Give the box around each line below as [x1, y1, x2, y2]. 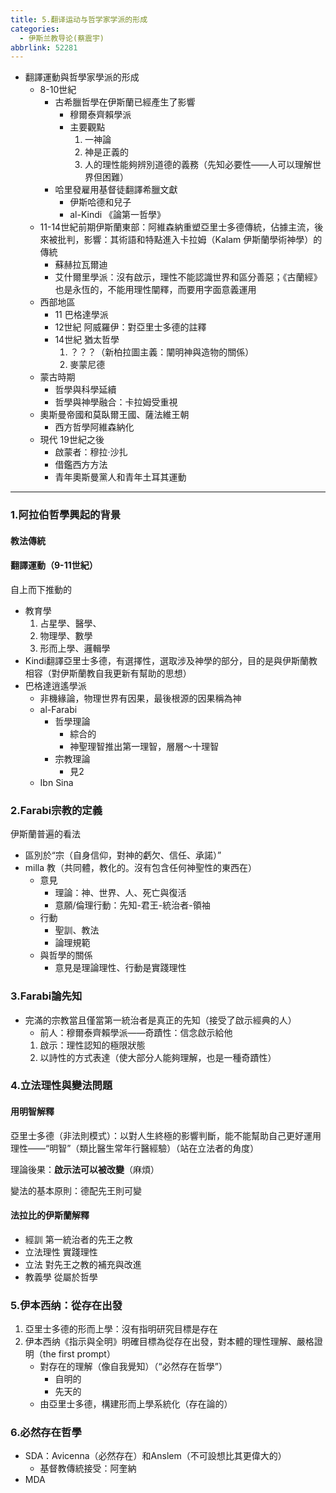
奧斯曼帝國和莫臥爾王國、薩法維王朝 [39, 409, 190, 421]
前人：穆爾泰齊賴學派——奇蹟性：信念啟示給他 [39, 1026, 233, 1038]
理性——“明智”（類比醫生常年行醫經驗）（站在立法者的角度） [10, 1142, 260, 1154]
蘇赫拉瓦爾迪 [54, 259, 108, 271]
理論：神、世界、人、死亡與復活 [54, 887, 187, 899]
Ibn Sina [39, 776, 74, 788]
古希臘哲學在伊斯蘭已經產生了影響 [54, 96, 196, 108]
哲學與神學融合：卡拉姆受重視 [54, 396, 178, 408]
